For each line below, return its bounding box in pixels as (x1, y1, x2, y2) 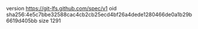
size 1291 (38, 17, 61, 24)
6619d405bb (6, 17, 37, 24)
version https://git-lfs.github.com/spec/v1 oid (6, 5, 117, 12)
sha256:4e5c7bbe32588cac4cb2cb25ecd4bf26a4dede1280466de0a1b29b (6, 11, 192, 18)
